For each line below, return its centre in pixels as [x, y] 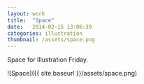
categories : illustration [45, 33]
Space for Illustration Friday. [48, 59]
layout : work [26, 14]
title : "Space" [31, 20]
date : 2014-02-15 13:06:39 [50, 27]
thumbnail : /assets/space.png [51, 40]
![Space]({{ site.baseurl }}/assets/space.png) [72, 73]
